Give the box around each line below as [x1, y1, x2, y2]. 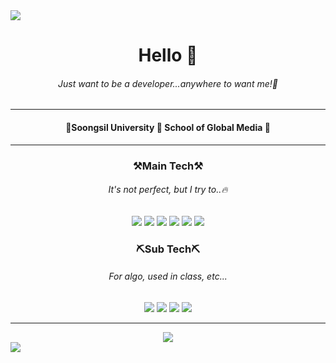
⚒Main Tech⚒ [133, 159, 203, 173]
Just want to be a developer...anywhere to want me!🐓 [58, 77, 278, 89]
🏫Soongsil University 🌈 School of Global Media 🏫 [65, 121, 271, 133]
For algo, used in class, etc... [108, 270, 228, 283]
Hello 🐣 [138, 44, 198, 67]
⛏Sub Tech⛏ [135, 242, 201, 256]
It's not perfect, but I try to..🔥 [108, 184, 228, 196]
